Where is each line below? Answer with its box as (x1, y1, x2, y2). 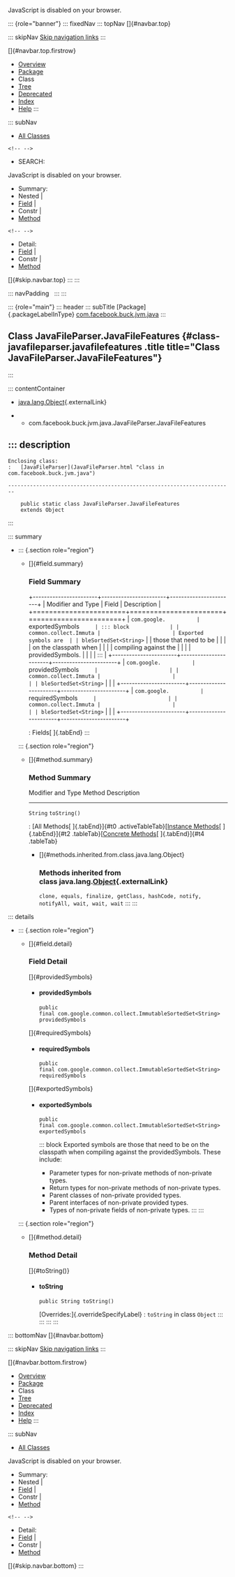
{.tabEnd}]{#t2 (28, 830, 70, 838)
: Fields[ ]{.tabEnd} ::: (28, 728, 90, 736)
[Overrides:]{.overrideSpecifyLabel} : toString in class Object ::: (38, 1310, 224, 1319)
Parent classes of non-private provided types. (49, 1191, 182, 1200)
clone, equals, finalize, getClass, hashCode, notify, (38, 893, 202, 900)
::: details (8, 912, 34, 920)
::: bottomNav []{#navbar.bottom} (8, 1330, 104, 1340)
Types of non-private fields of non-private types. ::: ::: (49, 1206, 204, 1215)
